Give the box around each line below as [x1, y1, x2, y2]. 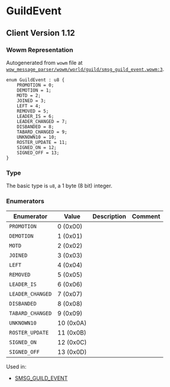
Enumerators [6, 197, 44, 206]
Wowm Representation [6, 46, 73, 54]
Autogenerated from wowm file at [6, 59, 83, 66]
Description [92, 212, 126, 221]
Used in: [6, 363, 27, 370]
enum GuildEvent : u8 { [6, 77, 65, 83]
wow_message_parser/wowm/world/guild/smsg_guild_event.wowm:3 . [6, 65, 165, 73]
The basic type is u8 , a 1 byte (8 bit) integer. [6, 183, 113, 190]
